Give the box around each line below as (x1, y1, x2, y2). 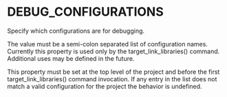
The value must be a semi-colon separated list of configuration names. (7, 40, 208, 48)
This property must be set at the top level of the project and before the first (7, 68, 220, 76)
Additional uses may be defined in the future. (7, 54, 135, 62)
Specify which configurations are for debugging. (7, 27, 145, 35)
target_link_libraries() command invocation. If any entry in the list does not (7, 74, 217, 83)
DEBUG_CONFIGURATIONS (7, 4, 164, 20)
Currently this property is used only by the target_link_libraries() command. (7, 47, 220, 55)
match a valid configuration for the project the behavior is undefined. (7, 82, 202, 90)
